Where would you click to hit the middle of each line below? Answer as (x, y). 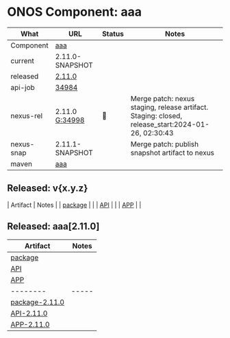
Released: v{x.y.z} (48, 189)
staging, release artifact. (169, 107)
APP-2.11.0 (30, 324)
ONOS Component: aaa (75, 12)
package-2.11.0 (38, 302)
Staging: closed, (156, 115)
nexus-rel (27, 115)
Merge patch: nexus (163, 98)
